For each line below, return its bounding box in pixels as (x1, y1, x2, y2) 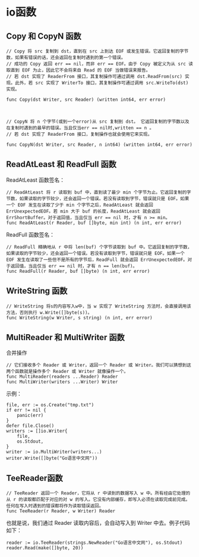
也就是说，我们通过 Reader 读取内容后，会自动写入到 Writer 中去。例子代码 (6, 519, 190, 527)
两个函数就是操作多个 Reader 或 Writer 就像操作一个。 (6, 369, 129, 375)
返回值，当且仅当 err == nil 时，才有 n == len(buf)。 (10, 263, 138, 269)
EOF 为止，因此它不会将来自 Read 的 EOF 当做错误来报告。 (21, 67, 151, 73)
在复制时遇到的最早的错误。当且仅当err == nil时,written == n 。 (6, 125, 154, 131)
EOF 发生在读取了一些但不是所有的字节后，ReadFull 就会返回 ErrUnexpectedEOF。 (6, 257, 188, 263)
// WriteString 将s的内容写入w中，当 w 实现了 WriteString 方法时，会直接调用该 (6, 303, 191, 309)
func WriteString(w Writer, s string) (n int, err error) (6, 315, 153, 320)
